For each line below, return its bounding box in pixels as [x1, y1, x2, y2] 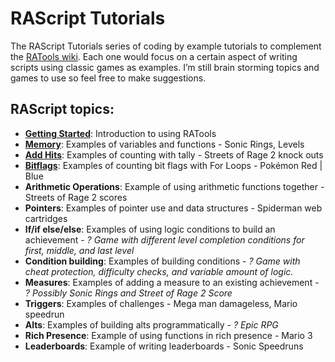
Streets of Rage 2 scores [24, 191, 128, 203]
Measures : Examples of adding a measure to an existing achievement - [24, 276, 320, 288]
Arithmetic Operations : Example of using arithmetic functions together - [24, 180, 325, 192]
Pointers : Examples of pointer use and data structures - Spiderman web [24, 202, 323, 214]
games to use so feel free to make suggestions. [10, 72, 207, 84]
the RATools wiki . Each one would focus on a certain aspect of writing [10, 50, 298, 62]
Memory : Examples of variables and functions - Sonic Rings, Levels [24, 138, 305, 150]
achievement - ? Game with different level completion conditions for [24, 233, 305, 246]
